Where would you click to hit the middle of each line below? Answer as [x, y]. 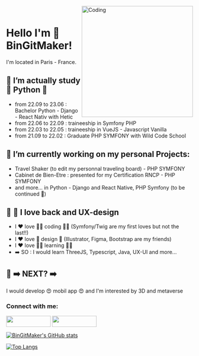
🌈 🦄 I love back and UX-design [63, 212]
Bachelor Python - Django [46, 110]
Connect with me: [32, 306]
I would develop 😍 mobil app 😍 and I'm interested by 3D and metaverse [95, 291]
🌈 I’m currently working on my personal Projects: [98, 154]
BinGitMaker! [39, 46]
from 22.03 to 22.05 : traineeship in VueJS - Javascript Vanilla [91, 129]
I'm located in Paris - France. [41, 62]
